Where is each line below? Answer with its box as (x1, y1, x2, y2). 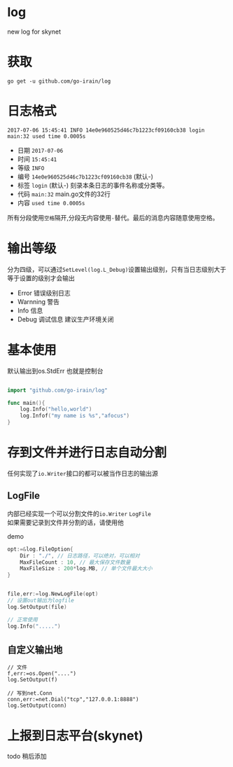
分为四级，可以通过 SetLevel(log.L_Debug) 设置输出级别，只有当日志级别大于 (7, 265, 227, 273)
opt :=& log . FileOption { (7, 546, 73, 553)
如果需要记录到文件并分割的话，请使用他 (7, 518, 124, 526)
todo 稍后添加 (7, 752, 47, 761)
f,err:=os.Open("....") (7, 670, 77, 677)
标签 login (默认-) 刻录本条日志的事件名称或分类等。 (17, 181, 169, 189)
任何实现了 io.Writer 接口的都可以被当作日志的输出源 (7, 469, 159, 477)
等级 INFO (17, 163, 45, 172)
